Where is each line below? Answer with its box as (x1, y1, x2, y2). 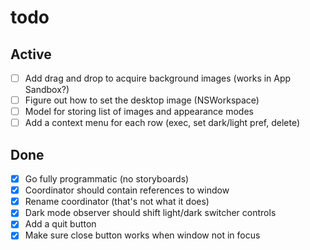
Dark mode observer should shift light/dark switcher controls (24, 207, 277, 219)
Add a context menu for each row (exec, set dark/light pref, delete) (24, 117, 301, 129)
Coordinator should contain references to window (24, 184, 230, 196)
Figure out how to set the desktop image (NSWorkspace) (24, 94, 260, 106)
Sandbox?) (24, 84, 70, 96)
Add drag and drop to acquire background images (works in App (24, 72, 292, 84)
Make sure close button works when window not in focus (24, 229, 261, 241)
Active (10, 46, 52, 63)
